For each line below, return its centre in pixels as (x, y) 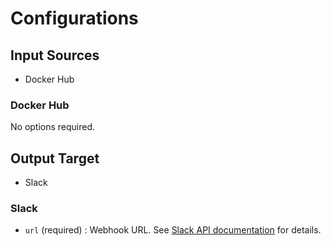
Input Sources (55, 55)
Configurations (74, 18)
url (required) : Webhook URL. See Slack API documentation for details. (173, 230)
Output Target (55, 158)
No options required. (53, 127)
